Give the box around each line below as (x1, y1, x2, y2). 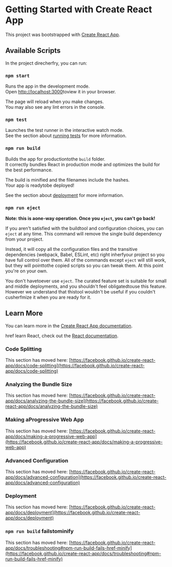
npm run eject (5, 205, 41, 211)
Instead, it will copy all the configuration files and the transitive (5, 246, 138, 252)
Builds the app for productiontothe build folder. (5, 155, 106, 162)
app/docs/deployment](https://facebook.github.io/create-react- (5, 510, 140, 516)
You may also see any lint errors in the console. (5, 104, 105, 110)
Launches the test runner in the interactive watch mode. (5, 127, 124, 133)
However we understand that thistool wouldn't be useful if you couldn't (5, 288, 156, 295)
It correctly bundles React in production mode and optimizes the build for (5, 161, 160, 167)
